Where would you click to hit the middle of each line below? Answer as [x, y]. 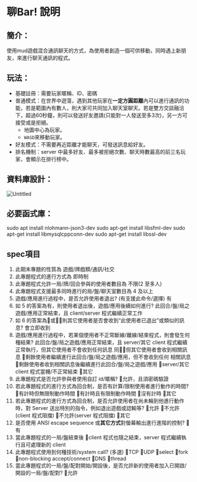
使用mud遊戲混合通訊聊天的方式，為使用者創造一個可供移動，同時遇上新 [94, 51]
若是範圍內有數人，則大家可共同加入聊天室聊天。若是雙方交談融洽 [105, 108]
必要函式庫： [30, 214]
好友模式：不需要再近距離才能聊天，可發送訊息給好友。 [82, 144]
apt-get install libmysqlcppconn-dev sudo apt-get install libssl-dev [87, 234]
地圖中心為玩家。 [44, 130]
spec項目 [23, 254]
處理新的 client [48, 445]
